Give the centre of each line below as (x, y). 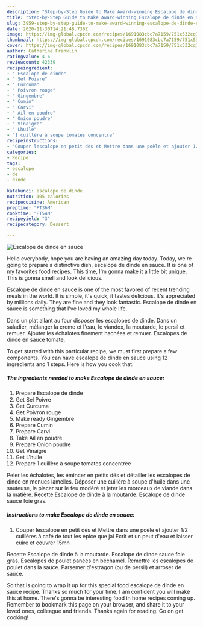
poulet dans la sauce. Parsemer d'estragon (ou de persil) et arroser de (94, 567)
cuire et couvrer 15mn (42, 543)
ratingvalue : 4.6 (29, 57)
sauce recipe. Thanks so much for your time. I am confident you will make (98, 591)
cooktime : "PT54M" (30, 213)
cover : (15, 46)
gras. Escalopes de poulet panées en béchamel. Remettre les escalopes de (100, 561)
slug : (14, 23)
